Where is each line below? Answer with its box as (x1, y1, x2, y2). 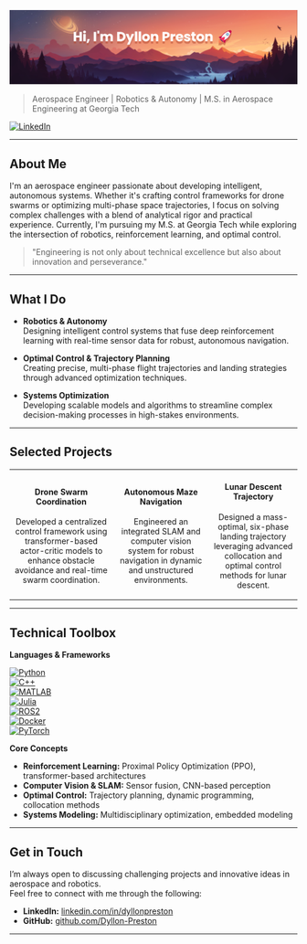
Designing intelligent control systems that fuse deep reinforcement (22, 325, 274, 336)
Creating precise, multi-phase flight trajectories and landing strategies (22, 363, 288, 374)
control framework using (15, 526, 108, 537)
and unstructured (128, 565, 194, 576)
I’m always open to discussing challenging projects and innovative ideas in (9, 868, 291, 879)
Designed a (217, 511, 261, 522)
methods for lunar (219, 569, 288, 580)
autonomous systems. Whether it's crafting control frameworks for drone (9, 190, 285, 201)
